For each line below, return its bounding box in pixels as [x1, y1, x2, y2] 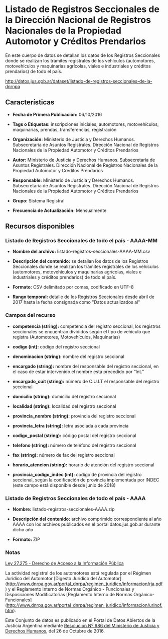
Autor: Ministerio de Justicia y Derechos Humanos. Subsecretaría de [12, 157, 155, 163]
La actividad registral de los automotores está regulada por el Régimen [5, 570, 151, 576]
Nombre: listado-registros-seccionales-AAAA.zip [12, 506, 115, 512]
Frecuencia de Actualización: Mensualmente [12, 207, 107, 214]
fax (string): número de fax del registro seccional [12, 452, 115, 458]
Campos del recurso [5, 312, 56, 319]
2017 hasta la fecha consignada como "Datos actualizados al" [12, 299, 140, 305]
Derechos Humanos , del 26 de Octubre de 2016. [5, 628, 105, 634]
